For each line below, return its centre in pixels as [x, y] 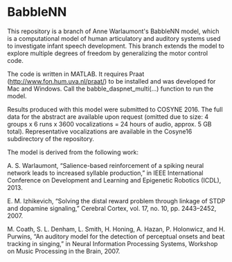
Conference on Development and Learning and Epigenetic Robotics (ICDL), [114, 180]
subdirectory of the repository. [51, 138]
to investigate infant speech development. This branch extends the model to [116, 46]
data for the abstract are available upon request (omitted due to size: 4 [108, 116]
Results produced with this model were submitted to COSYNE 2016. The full [115, 109]
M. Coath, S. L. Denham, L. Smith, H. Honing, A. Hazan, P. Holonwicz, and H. [116, 229]
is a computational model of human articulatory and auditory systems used [114, 38]
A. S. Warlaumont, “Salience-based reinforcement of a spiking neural [106, 165]
